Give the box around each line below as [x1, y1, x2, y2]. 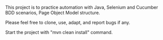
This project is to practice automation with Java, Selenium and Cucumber [5, 5, 158, 10]
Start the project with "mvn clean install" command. [5, 29, 113, 35]
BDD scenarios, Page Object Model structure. [5, 10, 100, 16]
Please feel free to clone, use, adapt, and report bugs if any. [5, 20, 131, 25]
